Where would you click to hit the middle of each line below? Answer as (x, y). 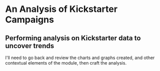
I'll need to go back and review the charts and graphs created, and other (80, 58)
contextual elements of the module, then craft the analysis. (66, 63)
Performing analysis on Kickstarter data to (73, 38)
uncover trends (30, 46)
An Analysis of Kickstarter (61, 9)
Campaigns (30, 20)
